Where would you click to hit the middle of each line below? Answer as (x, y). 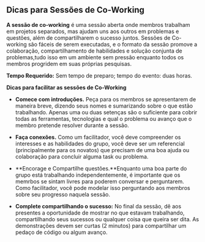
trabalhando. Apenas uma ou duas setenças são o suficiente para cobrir (106, 112)
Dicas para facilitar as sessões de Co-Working (66, 87)
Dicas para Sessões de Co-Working (76, 10)
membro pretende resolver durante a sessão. (72, 125)
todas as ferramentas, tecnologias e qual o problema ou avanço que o (103, 119)
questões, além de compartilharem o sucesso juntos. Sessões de (88, 38)
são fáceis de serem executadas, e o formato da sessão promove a (113, 44)
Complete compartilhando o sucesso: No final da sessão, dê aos (98, 206)
